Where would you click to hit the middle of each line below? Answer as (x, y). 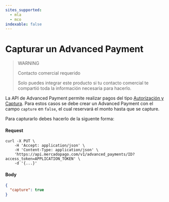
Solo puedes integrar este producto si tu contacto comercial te (83, 83)
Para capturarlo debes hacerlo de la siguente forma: (60, 119)
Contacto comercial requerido (49, 73)
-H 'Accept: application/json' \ (50, 146)
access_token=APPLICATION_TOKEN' (41, 159)
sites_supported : (24, 10)
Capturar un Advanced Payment (74, 49)
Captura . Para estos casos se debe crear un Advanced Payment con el (79, 104)
